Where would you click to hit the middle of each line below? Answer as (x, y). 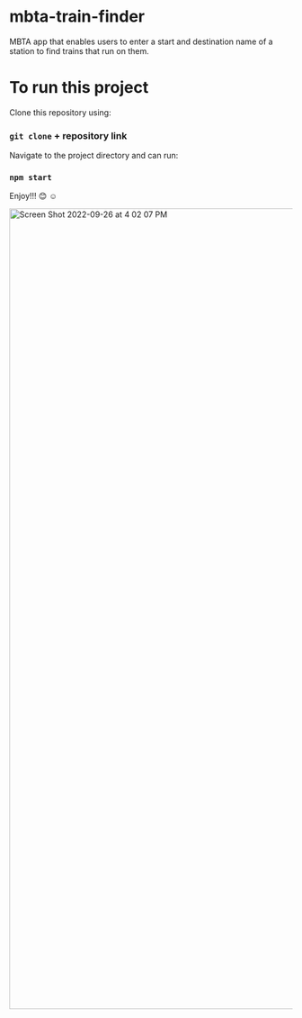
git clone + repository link (68, 135)
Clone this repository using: (60, 112)
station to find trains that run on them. (80, 50)
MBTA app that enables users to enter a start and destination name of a (141, 41)
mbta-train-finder (77, 17)
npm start (31, 178)
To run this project (79, 88)
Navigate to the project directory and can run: (94, 156)
